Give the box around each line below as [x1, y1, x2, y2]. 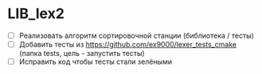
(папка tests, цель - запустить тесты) [18, 49, 145, 58]
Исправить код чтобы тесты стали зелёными [18, 57, 173, 67]
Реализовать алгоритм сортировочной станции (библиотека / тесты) [18, 31, 254, 40]
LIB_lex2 [7, 5, 65, 23]
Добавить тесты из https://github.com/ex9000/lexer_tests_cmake [18, 40, 237, 49]
